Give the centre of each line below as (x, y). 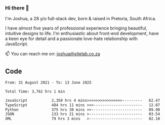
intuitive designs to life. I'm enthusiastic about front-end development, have (82, 34)
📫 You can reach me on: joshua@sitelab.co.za (53, 54)
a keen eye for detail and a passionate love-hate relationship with (71, 39)
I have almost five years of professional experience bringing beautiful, (76, 28)
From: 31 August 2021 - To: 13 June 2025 (48, 83)
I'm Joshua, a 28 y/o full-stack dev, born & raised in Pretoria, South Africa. (81, 19)
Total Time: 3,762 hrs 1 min (35, 91)
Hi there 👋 (17, 8)
